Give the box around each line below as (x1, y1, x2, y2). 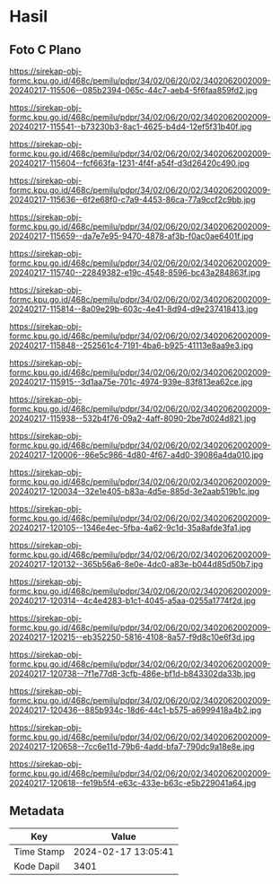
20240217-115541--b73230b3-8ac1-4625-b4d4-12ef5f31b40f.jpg (9, 121, 252, 132)
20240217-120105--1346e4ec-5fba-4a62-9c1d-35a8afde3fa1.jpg (9, 522, 251, 533)
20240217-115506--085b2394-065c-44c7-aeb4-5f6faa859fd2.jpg (9, 85, 258, 95)
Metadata (9, 803, 65, 818)
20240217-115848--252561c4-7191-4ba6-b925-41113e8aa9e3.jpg (9, 340, 254, 351)
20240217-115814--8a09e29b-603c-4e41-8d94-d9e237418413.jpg (9, 303, 258, 314)
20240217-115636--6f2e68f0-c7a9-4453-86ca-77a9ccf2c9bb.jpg (9, 195, 256, 205)
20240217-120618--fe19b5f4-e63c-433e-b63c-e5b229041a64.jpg (9, 778, 257, 788)
